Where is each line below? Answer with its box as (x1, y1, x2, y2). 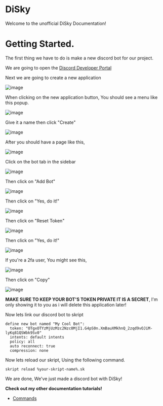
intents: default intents (10, 334, 65, 340)
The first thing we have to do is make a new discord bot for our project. (5, 55, 153, 61)
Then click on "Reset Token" (5, 217, 65, 224)
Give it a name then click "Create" (5, 119, 76, 125)
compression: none (10, 348, 49, 353)
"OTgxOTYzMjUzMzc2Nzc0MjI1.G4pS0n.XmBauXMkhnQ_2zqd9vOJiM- (25, 326, 153, 331)
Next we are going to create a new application (5, 75, 101, 81)
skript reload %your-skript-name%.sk (5, 366, 85, 371)
